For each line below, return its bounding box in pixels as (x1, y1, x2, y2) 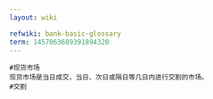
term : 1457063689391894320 (9, 37, 110, 46)
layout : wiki (9, 12, 58, 22)
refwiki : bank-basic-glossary (9, 29, 122, 38)
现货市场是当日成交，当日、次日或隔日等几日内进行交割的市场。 (9, 73, 209, 82)
